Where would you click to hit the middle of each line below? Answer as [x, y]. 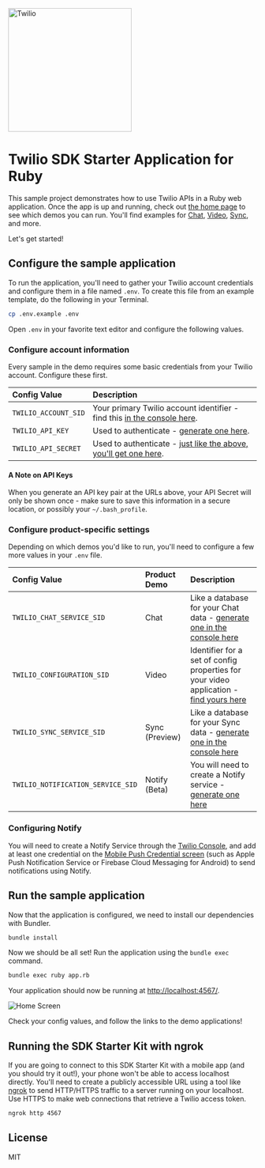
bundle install [33, 937]
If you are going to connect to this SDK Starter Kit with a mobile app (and [127, 1065]
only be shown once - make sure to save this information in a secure [119, 501]
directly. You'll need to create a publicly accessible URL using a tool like [125, 1082]
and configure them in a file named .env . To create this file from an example [131, 291]
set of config [214, 660]
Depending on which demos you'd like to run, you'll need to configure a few [131, 547]
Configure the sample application [92, 264]
